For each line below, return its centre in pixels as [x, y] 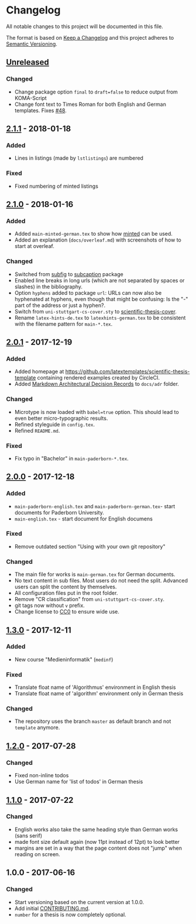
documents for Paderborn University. [59, 512]
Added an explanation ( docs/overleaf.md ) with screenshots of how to [98, 240]
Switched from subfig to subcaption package [69, 274]
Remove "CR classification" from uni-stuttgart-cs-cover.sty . [90, 599]
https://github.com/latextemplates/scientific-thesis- [128, 371]
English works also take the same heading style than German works [96, 829]
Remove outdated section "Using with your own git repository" [90, 546]
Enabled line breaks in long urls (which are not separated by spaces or [99, 280]
